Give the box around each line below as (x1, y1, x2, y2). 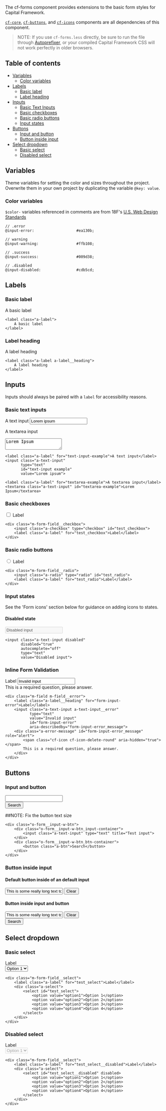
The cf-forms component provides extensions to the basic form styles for (5, 4, 156, 10)
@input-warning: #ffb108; (5, 241, 94, 246)
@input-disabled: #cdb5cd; (5, 267, 94, 273)
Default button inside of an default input (5, 876, 89, 882)
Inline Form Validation (5, 666, 59, 673)
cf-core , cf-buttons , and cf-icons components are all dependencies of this (5, 19, 160, 25)
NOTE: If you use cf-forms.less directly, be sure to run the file (17, 34, 145, 40)
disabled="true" (20, 642, 55, 647)
